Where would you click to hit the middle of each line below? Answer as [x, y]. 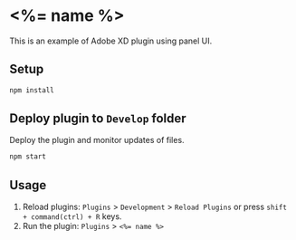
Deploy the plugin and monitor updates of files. [97, 140]
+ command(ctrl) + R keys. [72, 216]
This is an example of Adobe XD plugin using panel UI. [111, 41]
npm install [32, 90]
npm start [28, 157]
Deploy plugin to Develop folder [98, 119]
